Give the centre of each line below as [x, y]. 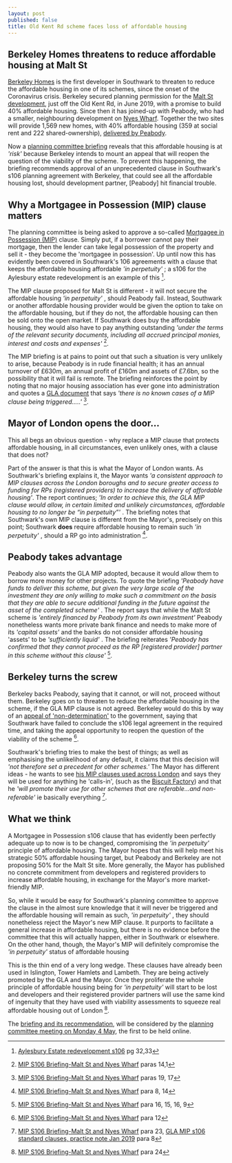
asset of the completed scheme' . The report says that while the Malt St [109, 610]
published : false [33, 20]
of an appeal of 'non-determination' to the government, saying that [103, 716]
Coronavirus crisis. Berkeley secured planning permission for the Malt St [110, 97]
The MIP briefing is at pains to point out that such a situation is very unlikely [115, 357]
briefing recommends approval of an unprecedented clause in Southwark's [114, 168]
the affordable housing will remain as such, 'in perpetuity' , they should [108, 915]
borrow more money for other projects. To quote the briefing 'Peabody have [116, 581]
